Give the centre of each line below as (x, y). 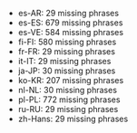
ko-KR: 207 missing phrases (71, 80)
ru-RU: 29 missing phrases (68, 109)
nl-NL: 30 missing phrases (68, 90)
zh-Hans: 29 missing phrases (73, 119)
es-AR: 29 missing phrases (68, 13)
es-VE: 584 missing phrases (71, 32)
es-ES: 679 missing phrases (70, 23)
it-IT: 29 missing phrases (64, 61)
